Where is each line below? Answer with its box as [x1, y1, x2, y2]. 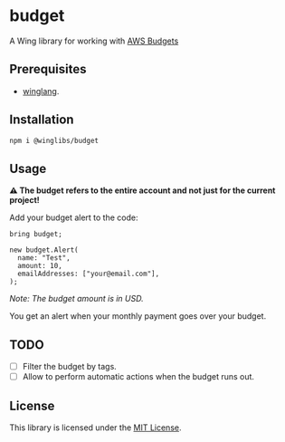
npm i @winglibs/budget [9, 136, 100, 145]
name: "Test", [17, 254, 71, 263]
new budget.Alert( [9, 245, 79, 255]
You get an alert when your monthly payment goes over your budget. [9, 311, 267, 322]
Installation [9, 112, 74, 128]
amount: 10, [17, 262, 63, 271]
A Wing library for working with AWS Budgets [9, 35, 179, 46]
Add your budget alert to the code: [9, 212, 138, 223]
